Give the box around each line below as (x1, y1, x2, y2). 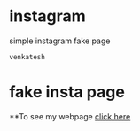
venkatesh (9, 52, 46, 61)
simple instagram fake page (9, 35, 111, 46)
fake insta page (9, 82, 126, 103)
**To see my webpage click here (9, 111, 131, 121)
